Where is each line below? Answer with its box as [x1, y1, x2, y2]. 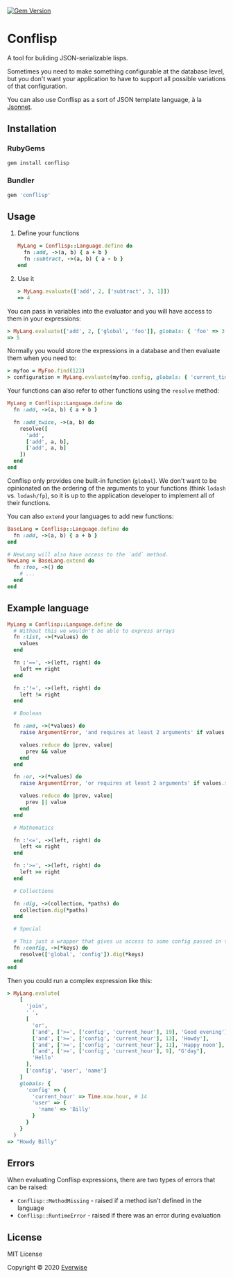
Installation [7, 123, 57, 135]
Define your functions [17, 229, 80, 237]
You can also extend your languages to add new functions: [7, 512, 174, 520]
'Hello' [32, 1055, 54, 1062]
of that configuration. [7, 82, 68, 90]
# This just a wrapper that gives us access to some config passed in [13, 938, 222, 945]
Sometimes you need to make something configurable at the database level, [7, 67, 225, 76]
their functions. [7, 498, 51, 506]
